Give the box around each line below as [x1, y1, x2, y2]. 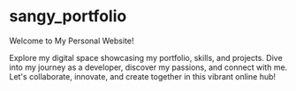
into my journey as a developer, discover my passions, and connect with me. [9, 62, 288, 72]
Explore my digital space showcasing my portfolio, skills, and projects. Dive [9, 52, 283, 63]
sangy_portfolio [9, 6, 127, 27]
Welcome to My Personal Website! [9, 35, 134, 46]
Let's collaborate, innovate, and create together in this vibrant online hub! [9, 71, 277, 81]
